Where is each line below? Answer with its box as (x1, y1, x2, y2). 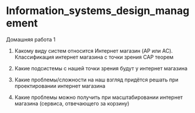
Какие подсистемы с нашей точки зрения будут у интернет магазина (14, 64, 188, 71)
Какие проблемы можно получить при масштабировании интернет (14, 94, 183, 101)
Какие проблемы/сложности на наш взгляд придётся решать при (14, 76, 179, 83)
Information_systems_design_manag (6, 4, 190, 18)
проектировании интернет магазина (14, 82, 106, 89)
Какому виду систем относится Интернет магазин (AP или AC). (14, 47, 173, 54)
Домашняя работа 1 (6, 36, 56, 43)
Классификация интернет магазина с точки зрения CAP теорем (14, 53, 174, 60)
